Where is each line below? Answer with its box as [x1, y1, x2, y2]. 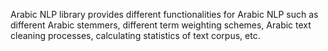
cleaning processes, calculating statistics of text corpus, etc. [10, 30, 261, 41]
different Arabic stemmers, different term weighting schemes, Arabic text [10, 19, 312, 31]
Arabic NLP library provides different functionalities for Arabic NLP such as [10, 9, 319, 20]
